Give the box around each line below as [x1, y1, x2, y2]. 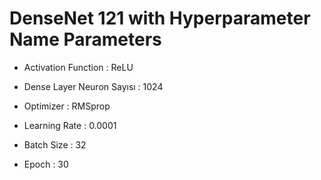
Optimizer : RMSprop [23, 100, 111, 112]
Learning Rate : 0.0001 [23, 119, 117, 131]
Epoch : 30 [23, 158, 69, 170]
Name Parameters [9, 28, 162, 51]
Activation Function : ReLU [23, 61, 134, 73]
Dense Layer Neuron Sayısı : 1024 [23, 80, 164, 92]
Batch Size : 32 [23, 138, 87, 151]
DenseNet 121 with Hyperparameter [9, 7, 311, 30]
